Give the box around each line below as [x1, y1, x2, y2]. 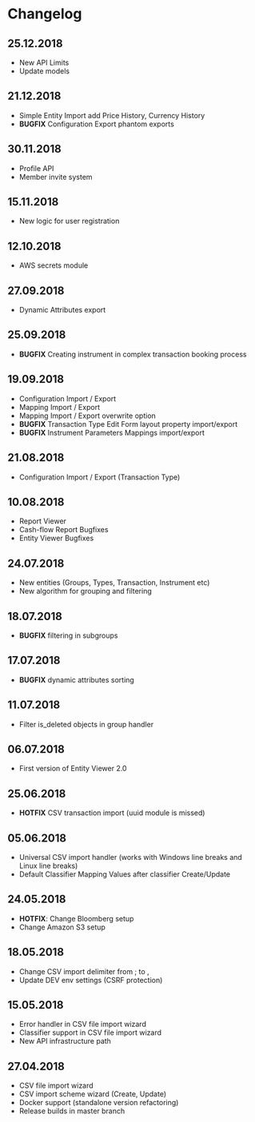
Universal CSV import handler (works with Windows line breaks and [18, 853, 243, 861]
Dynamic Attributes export [18, 305, 106, 315]
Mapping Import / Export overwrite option [18, 411, 157, 420]
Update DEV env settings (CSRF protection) [18, 975, 163, 985]
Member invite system [18, 172, 93, 181]
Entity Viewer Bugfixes [18, 533, 94, 543]
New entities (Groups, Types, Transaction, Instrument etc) [18, 578, 210, 587]
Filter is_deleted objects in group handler [18, 719, 153, 729]
